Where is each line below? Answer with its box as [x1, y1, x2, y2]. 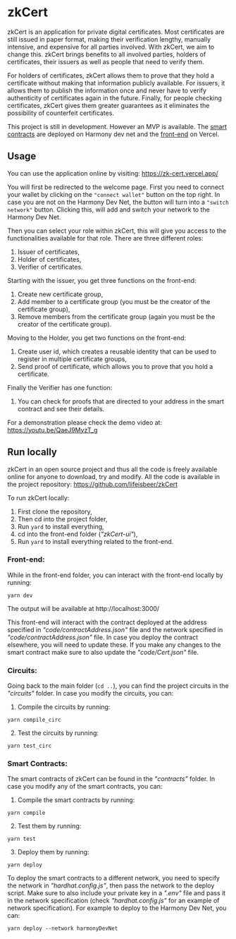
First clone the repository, [17, 507, 93, 516]
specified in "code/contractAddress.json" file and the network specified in [7, 625, 223, 634]
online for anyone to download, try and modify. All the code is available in [7, 472, 221, 480]
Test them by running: [17, 822, 82, 830]
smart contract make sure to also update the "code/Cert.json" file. [7, 648, 199, 656]
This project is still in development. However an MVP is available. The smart [7, 122, 227, 131]
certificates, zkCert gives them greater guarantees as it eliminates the [7, 101, 210, 109]
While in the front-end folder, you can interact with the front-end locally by [7, 571, 223, 579]
